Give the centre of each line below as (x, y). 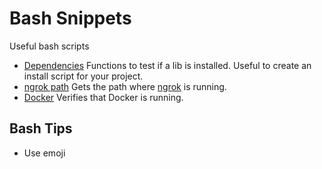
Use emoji (44, 153)
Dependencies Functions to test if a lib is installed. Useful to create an (167, 65)
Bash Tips (41, 128)
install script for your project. (83, 76)
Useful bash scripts (49, 46)
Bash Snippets (70, 18)
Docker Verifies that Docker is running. (103, 97)
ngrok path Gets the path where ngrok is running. (125, 86)
